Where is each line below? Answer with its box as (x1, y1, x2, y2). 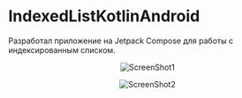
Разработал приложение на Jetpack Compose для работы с (8, 35, 234, 46)
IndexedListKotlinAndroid (8, 6, 200, 26)
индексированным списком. (8, 44, 116, 55)
